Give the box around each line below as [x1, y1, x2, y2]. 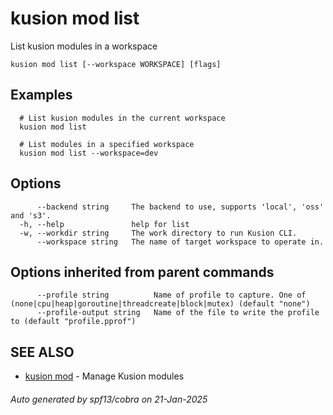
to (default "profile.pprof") [10, 317, 137, 327]
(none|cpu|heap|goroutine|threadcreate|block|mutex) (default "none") [10, 299, 311, 309]
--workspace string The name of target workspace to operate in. [36, 237, 325, 247]
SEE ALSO [10, 343, 75, 361]
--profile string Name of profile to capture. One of [36, 290, 307, 301]
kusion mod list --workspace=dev [19, 148, 159, 158]
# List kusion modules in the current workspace [19, 113, 226, 123]
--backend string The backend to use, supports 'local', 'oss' [36, 202, 325, 212]
